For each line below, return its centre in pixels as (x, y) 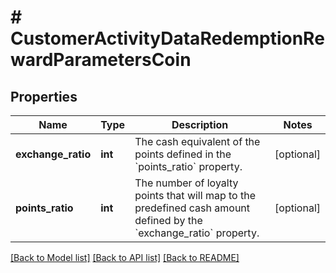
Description (200, 124)
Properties (44, 96)
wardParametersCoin (101, 60)
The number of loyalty (186, 183)
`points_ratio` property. (188, 166)
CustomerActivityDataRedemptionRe (167, 38)
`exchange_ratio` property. (197, 233)
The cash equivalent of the (197, 141)
